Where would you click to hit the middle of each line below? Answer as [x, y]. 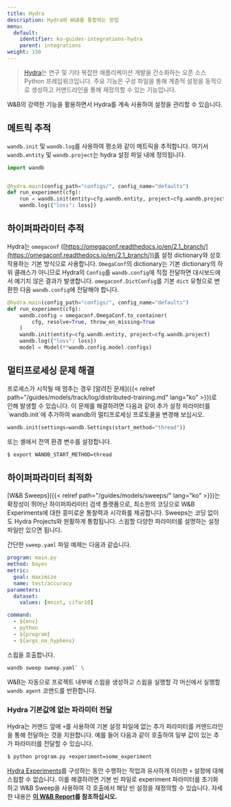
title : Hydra [26, 13]
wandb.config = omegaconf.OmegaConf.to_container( [93, 315]
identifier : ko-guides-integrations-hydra [81, 39]
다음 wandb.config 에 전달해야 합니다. [69, 289]
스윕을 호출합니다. [31, 655]
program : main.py [32, 558]
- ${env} [26, 622]
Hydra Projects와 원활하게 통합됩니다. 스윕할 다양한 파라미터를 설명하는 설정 [117, 522]
